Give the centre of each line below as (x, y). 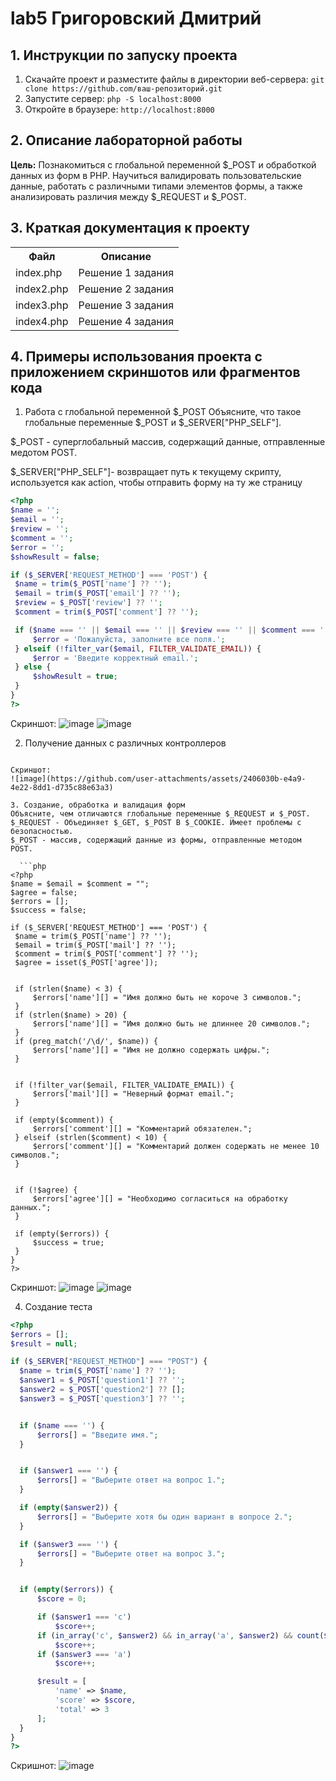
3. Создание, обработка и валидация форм (98, 805)
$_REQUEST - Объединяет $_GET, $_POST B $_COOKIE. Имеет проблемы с (156, 822)
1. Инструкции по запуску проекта (124, 55)
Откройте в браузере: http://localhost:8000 (119, 109)
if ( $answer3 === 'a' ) (84, 1654)
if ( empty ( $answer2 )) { (68, 1508)
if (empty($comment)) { (64, 1120)
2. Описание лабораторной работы (126, 140)
